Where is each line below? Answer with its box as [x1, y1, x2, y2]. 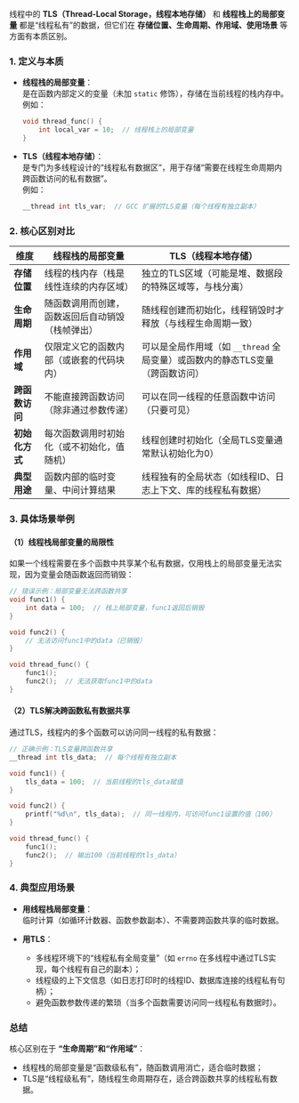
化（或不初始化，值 [44, 440, 125, 453]
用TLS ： [21, 933, 53, 944]
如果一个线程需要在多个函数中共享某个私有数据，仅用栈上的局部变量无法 [9, 558, 274, 568]
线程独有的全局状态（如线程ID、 [141, 471, 276, 483]
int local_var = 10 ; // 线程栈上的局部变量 [38, 125, 194, 134]
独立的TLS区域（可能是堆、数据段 [141, 267, 283, 279]
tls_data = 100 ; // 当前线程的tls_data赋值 [25, 777, 184, 786]
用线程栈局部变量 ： [21, 903, 93, 914]
